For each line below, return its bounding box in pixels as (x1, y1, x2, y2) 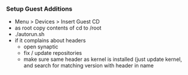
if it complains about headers (14, 37, 86, 44)
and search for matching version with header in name (23, 62, 154, 69)
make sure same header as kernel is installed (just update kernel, (23, 56, 182, 63)
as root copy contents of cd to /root (14, 24, 102, 31)
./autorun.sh (14, 31, 45, 38)
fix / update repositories (23, 50, 82, 57)
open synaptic (23, 43, 59, 50)
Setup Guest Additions (6, 5, 73, 13)
